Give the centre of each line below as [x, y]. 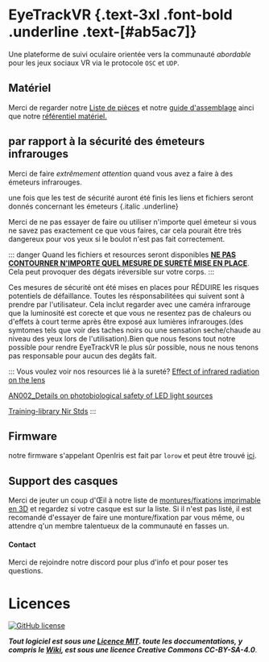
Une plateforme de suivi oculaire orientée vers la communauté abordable [130, 54]
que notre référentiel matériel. [58, 116]
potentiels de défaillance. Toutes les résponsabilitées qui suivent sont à [126, 296]
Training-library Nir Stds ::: [52, 411]
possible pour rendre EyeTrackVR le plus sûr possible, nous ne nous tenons [134, 347]
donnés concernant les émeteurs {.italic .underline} [93, 206]
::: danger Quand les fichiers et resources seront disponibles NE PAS [122, 254]
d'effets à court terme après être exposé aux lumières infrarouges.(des [126, 321]
